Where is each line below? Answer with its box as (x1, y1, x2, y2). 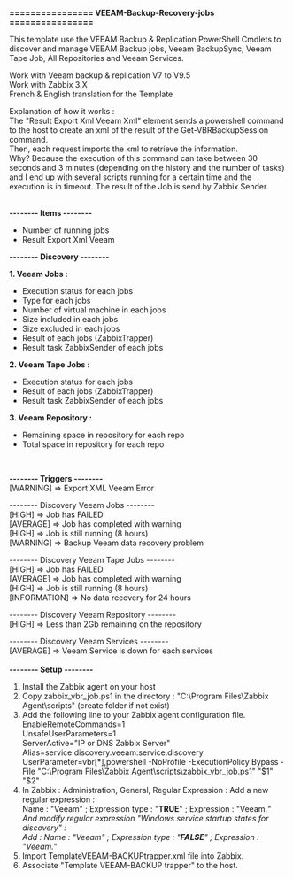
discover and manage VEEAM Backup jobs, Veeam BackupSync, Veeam (9, 43, 272, 54)
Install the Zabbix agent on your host (21, 682, 157, 691)
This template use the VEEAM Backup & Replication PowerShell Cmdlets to (9, 35, 281, 44)
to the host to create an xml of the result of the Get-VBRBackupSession (9, 125, 269, 135)
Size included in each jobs (21, 314, 119, 324)
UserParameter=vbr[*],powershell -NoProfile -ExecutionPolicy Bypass (21, 757, 279, 767)
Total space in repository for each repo (21, 439, 165, 450)
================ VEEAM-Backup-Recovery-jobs (9, 8, 215, 18)
